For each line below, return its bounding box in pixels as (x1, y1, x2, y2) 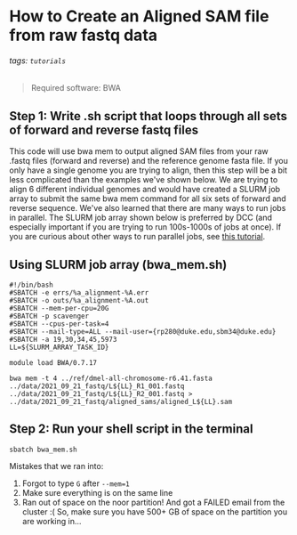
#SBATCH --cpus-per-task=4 (9, 320, 109, 328)
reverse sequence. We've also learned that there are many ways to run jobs (9, 203, 286, 214)
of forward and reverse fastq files (9, 122, 198, 137)
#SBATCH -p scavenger (9, 312, 90, 321)
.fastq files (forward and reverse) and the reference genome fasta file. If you (9, 156, 289, 166)
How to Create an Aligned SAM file (9, 6, 269, 27)
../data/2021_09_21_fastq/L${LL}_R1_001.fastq (9, 382, 185, 391)
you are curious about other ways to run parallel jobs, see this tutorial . (9, 231, 266, 242)
